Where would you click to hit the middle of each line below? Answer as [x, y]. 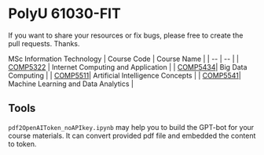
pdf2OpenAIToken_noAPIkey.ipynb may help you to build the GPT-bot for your [131, 127]
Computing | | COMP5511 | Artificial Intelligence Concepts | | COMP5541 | [125, 75]
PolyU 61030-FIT [65, 14]
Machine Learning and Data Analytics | [71, 84]
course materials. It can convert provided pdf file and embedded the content [132, 135]
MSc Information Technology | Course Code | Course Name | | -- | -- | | [124, 59]
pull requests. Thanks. [44, 43]
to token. [22, 144]
